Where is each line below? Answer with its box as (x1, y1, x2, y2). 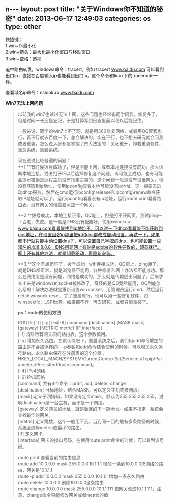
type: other (5, 22, 41, 31)
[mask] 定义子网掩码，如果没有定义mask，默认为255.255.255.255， (17, 393, 159, 399)
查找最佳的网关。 (17, 412, 53, 418)
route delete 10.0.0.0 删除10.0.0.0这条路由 (17, 479, 104, 485)
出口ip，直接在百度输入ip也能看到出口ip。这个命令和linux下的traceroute (5, 72, 154, 78)
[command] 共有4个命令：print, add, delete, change (17, 380, 126, 386)
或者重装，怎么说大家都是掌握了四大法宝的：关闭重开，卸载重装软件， (17, 140, 164, 146)
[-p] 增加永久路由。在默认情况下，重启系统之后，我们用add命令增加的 (17, 337, 163, 343)
